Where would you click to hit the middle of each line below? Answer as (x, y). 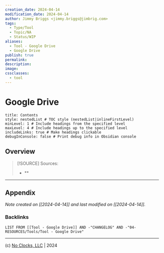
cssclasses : (17, 73)
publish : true (20, 55)
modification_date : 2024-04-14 (37, 14)
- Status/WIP (23, 37)
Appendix (20, 193)
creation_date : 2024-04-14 (32, 10)
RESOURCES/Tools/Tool (27, 231)
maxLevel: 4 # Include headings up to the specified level (66, 128)
